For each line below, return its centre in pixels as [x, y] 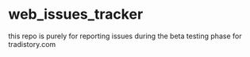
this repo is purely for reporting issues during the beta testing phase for [125, 36]
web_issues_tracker [76, 14]
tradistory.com [32, 44]
